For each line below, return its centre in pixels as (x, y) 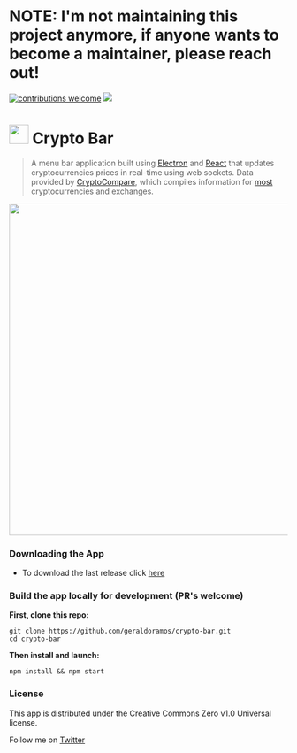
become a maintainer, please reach (141, 54)
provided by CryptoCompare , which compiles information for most (152, 181)
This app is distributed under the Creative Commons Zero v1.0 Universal (141, 713)
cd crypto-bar (35, 639)
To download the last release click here (93, 573)
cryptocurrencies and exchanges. (92, 191)
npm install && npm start (57, 672)
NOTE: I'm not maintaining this (124, 16)
